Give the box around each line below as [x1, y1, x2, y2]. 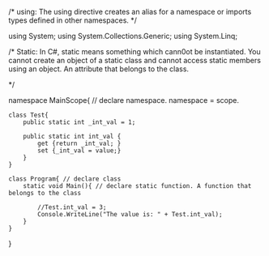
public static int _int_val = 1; [23, 118, 136, 126]
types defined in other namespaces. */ [8, 15, 138, 25]
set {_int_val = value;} [37, 147, 122, 155]
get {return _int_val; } [37, 139, 122, 147]
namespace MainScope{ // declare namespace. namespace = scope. [8, 96, 239, 105]
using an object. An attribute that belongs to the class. [8, 64, 189, 74]
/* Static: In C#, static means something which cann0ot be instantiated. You [8, 47, 261, 56]
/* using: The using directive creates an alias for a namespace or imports [8, 7, 252, 16]
